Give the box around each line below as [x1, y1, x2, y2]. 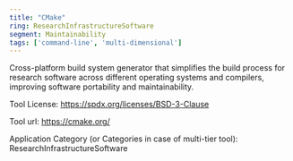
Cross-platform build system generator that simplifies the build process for [9, 63, 285, 73]
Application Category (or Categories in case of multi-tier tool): [9, 133, 238, 144]
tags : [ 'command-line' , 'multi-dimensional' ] [9, 38, 182, 47]
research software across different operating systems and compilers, [9, 72, 264, 83]
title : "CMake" [9, 13, 66, 22]
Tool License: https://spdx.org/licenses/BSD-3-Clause [9, 99, 210, 110]
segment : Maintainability [9, 30, 106, 38]
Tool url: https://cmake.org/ [9, 116, 110, 127]
